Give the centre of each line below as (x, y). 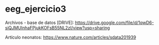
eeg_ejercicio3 (36, 9)
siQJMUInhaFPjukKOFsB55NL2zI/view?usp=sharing (57, 27)
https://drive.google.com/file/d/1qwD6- (114, 22)
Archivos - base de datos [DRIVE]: (40, 22)
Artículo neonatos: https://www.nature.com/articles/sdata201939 (70, 37)
